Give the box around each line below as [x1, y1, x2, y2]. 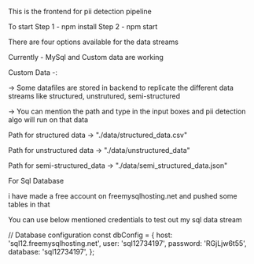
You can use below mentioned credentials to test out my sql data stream [8, 215, 242, 224]
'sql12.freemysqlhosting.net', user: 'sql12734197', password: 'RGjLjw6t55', [8, 239, 247, 247]
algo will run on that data [8, 115, 89, 125]
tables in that [8, 200, 50, 209]
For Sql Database [8, 177, 64, 185]
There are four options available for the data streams [8, 37, 179, 46]
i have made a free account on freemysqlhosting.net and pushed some [8, 191, 237, 200]
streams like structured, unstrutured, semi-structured [8, 91, 181, 101]
